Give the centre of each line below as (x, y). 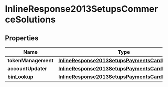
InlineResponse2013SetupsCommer (82, 9)
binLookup (21, 77)
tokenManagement (31, 61)
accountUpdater (27, 69)
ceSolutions (30, 20)
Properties (22, 38)
